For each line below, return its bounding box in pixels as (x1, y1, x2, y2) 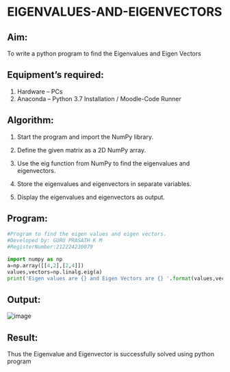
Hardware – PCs (16, 87, 63, 96)
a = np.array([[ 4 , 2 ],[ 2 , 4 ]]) (7, 262, 84, 269)
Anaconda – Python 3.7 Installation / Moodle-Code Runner (16, 94, 181, 103)
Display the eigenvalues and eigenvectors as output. (16, 193, 166, 201)
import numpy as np (7, 256, 63, 263)
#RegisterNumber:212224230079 (7, 243, 94, 250)
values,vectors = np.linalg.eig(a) (7, 268, 103, 276)
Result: (7, 332, 38, 343)
